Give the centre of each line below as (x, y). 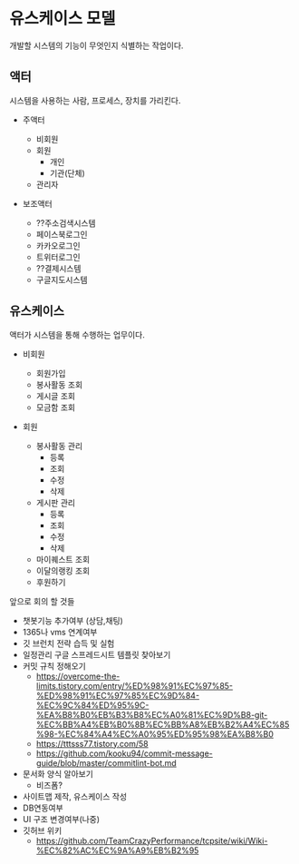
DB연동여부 (43, 808)
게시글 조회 (55, 396)
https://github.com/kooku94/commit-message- (124, 753)
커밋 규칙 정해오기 (54, 666)
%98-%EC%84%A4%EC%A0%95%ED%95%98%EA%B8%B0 (154, 734)
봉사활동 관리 (59, 446)
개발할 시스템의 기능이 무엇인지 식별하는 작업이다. (96, 45)
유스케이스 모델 (63, 19)
